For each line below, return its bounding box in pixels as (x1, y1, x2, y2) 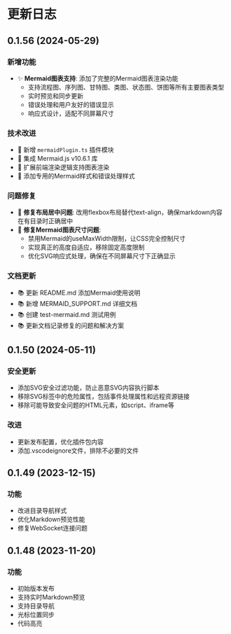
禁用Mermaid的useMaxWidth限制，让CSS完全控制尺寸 (27, 234, 185, 243)
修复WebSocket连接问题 (17, 524, 88, 533)
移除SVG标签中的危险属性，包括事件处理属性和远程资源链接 (17, 393, 190, 401)
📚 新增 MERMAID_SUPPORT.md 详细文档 (17, 299, 138, 308)
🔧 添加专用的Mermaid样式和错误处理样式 (17, 172, 135, 181)
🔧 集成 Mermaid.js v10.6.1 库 (17, 155, 98, 163)
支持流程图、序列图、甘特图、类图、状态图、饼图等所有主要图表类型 (27, 83, 225, 91)
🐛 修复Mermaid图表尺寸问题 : (17, 225, 101, 234)
